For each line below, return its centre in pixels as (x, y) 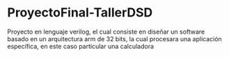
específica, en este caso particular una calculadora (81, 46)
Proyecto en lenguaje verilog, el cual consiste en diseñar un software (106, 32)
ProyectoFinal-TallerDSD (80, 13)
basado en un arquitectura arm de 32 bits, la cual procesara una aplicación (115, 38)
